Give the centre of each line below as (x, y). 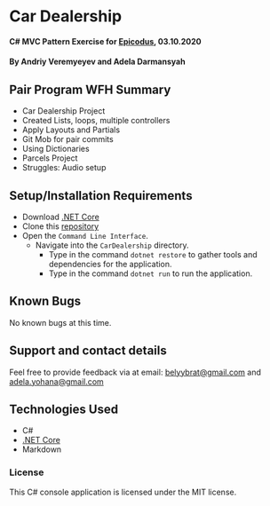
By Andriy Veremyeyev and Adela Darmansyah (97, 62)
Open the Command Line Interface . (85, 236)
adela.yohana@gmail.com (56, 381)
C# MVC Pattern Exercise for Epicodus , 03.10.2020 (105, 41)
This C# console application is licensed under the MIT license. (123, 492)
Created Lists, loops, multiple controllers (96, 121)
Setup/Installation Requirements (101, 196)
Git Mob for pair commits (67, 139)
